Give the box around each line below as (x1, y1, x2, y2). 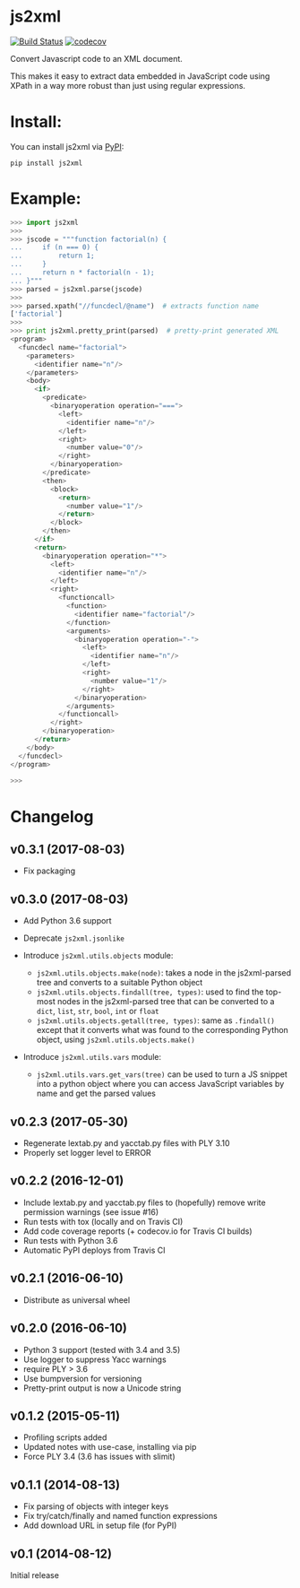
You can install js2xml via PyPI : (10, 141, 124, 152)
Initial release (10, 1569, 59, 1580)
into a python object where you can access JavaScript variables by (36, 1079, 285, 1089)
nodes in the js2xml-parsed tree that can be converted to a (57, 996, 275, 1007)
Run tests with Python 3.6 (22, 1235, 118, 1245)
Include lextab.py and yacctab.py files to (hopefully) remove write (22, 1197, 267, 1208)
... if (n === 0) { (10, 243, 99, 252)
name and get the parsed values (36, 1088, 156, 1099)
